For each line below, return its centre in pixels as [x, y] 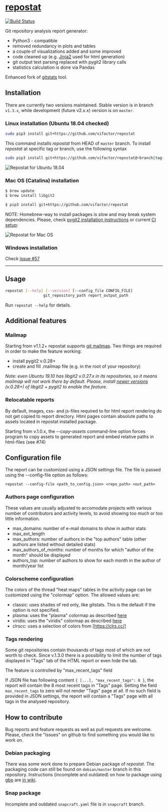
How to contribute [34, 717]
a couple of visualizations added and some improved [67, 51]
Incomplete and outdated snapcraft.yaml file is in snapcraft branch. [75, 804]
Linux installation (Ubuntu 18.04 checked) [57, 123]
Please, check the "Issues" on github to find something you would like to [80, 735]
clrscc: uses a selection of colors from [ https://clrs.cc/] [69, 626]
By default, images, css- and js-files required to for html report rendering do [83, 411]
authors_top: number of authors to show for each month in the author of [86, 560]
